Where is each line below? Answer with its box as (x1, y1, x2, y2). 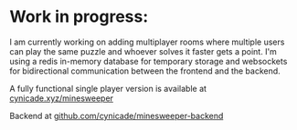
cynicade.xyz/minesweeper (9, 93, 114, 104)
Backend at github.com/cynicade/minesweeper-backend (9, 110, 224, 121)
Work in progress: (9, 6, 149, 27)
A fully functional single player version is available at (9, 83, 207, 94)
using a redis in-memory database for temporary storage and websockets (9, 55, 288, 66)
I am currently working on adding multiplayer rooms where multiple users (9, 36, 285, 47)
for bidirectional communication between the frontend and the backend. (9, 65, 281, 76)
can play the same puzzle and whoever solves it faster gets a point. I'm (9, 45, 277, 56)
